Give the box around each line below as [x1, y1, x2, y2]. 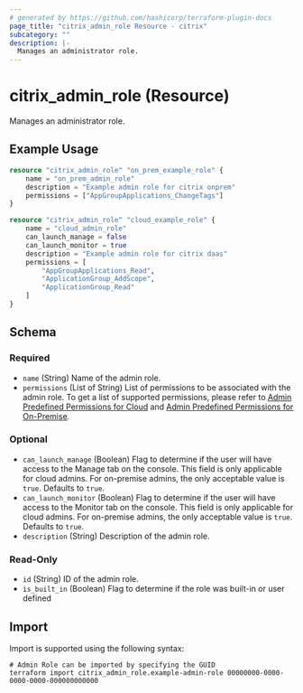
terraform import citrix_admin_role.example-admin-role [9, 668, 224, 678]
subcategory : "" [9, 30, 70, 39]
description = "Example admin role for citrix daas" [25, 249, 228, 258]
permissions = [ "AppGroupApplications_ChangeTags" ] [25, 191, 224, 200]
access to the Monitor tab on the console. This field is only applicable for [22, 501, 294, 512]
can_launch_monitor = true [25, 240, 127, 249]
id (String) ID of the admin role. [22, 574, 140, 585]
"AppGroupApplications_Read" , [41, 266, 155, 276]
